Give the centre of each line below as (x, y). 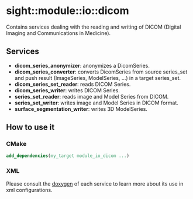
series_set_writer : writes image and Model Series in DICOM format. (96, 103)
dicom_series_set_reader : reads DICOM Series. (73, 84)
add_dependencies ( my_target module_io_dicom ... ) (68, 156)
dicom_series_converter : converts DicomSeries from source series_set (101, 72)
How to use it (30, 128)
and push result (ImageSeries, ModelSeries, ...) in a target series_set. (98, 78)
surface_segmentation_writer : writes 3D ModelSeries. (81, 109)
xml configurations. (29, 190)
